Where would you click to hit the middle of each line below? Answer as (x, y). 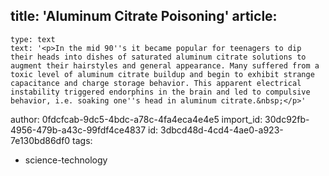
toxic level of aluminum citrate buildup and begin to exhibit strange (162, 74)
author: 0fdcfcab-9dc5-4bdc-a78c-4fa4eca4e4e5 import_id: (136, 119)
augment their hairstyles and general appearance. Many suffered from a (165, 65)
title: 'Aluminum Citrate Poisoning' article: (144, 16)
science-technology (66, 160)
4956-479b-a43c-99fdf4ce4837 (78, 130)
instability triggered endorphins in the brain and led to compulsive (160, 92)
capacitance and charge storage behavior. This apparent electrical (156, 83)
